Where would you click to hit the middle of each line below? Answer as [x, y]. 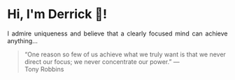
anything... [23, 40]
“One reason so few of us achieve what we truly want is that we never [125, 54]
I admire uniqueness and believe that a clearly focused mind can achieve [117, 33]
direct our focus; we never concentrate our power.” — [102, 61]
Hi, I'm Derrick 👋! [57, 14]
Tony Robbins [44, 69]
